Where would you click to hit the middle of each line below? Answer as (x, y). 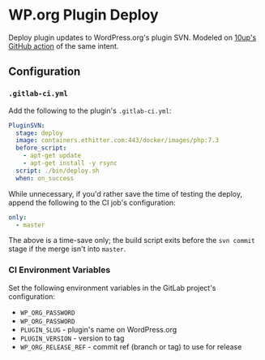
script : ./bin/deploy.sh (58, 171)
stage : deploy (39, 133)
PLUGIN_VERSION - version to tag (72, 338)
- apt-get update (52, 156)
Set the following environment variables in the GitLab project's (112, 288)
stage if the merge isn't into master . (67, 249)
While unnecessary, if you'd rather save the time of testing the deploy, (126, 193)
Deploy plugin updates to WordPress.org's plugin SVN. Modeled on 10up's (132, 37)
